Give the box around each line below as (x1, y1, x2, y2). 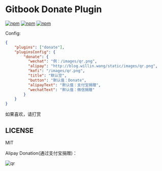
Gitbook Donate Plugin (5, 4, 103, 15)
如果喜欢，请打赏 (5, 111, 41, 117)
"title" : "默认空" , (27, 73, 67, 78)
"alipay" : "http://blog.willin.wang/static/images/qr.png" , (27, 63, 158, 69)
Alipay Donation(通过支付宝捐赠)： (5, 150, 78, 156)
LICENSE (5, 126, 34, 135)
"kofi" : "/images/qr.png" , (27, 69, 85, 74)
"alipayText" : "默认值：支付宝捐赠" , (27, 82, 101, 87)
